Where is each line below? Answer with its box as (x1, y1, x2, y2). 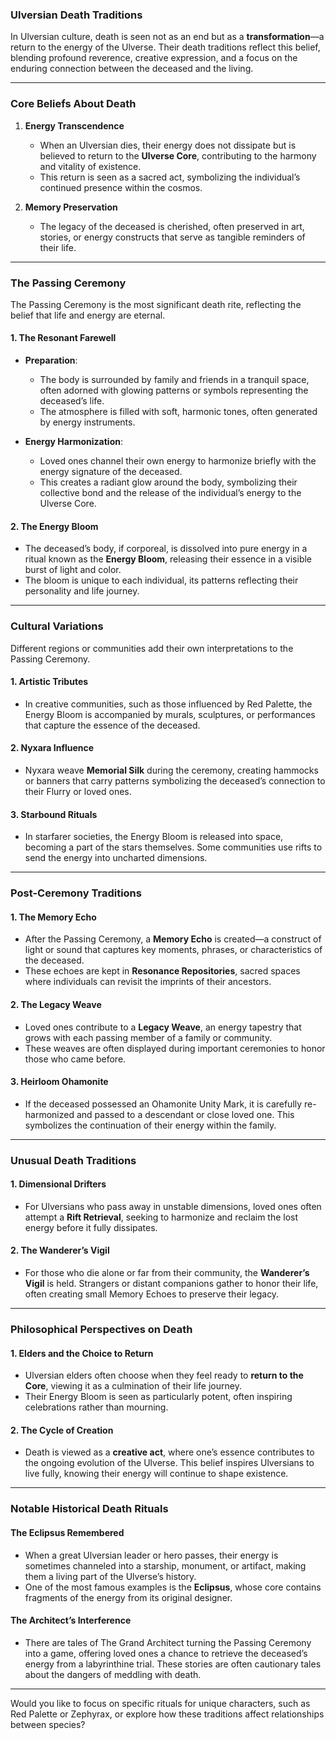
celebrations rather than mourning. (24, 1401, 169, 1413)
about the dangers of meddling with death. (24, 1668, 202, 1680)
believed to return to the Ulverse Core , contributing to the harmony (39, 149, 317, 162)
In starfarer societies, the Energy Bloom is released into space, (24, 831, 284, 843)
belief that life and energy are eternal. (10, 309, 166, 321)
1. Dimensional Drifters (10, 1178, 107, 1190)
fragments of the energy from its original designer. (24, 1591, 233, 1603)
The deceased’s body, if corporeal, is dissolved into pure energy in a (24, 543, 308, 555)
